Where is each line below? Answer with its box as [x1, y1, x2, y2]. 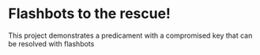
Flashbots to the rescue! [8, 5, 171, 23]
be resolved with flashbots [8, 38, 95, 48]
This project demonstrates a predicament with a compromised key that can [8, 31, 253, 40]
